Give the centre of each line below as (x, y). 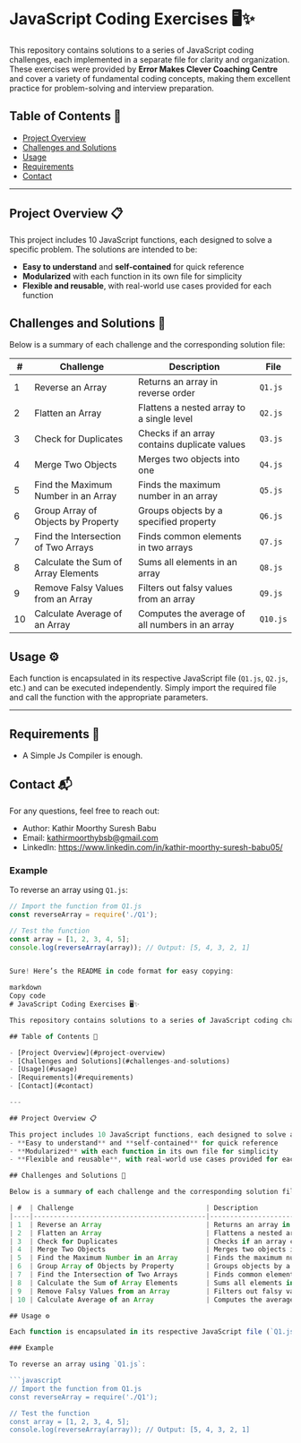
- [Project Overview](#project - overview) (88, 1052)
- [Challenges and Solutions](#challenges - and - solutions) (120, 1061)
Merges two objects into (189, 460)
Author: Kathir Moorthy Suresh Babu (89, 828)
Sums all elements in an (188, 563)
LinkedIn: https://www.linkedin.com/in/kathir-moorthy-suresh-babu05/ (153, 847)
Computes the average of (192, 614)
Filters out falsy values (185, 588)
